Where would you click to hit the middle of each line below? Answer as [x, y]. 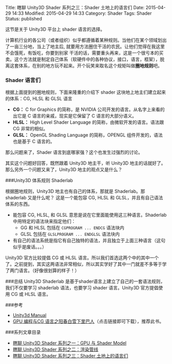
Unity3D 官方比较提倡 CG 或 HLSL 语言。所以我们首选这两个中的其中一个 [82, 258]
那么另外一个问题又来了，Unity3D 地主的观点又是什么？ [64, 170]
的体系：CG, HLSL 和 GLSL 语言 [39, 99]
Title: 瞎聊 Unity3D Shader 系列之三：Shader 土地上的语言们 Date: [75, 7]
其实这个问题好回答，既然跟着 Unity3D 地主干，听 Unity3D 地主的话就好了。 [85, 163]
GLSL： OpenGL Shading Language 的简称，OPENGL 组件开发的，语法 [88, 135]
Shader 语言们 [23, 80]
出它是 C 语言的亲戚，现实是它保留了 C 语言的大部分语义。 [74, 116]
